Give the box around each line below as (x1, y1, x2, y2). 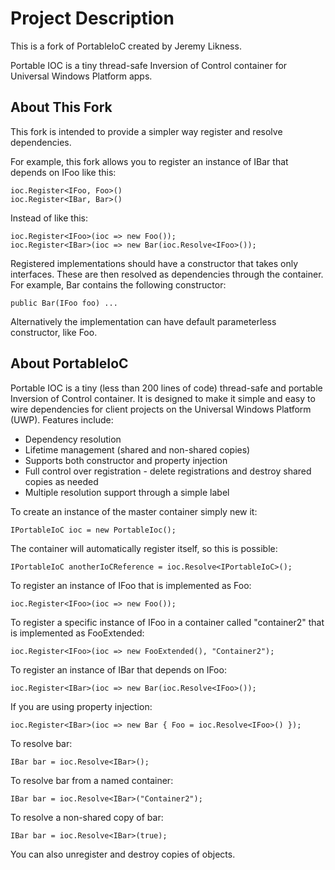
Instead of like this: (10, 212, 88, 224)
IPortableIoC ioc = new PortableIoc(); (10, 525, 177, 535)
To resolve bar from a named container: (10, 774, 174, 786)
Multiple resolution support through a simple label (24, 486, 230, 498)
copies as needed (24, 475, 99, 487)
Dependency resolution (24, 433, 122, 445)
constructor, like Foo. (10, 326, 98, 338)
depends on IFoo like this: (10, 166, 117, 178)
